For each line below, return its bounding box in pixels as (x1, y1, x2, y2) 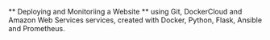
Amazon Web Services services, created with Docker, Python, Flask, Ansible (8, 15, 263, 25)
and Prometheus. (8, 24, 66, 33)
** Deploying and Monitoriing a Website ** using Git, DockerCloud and (8, 7, 243, 16)
